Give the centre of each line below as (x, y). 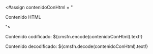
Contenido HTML (23, 17)
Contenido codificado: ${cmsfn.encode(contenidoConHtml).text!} (74, 37)
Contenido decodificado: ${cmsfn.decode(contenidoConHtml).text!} (77, 46)
